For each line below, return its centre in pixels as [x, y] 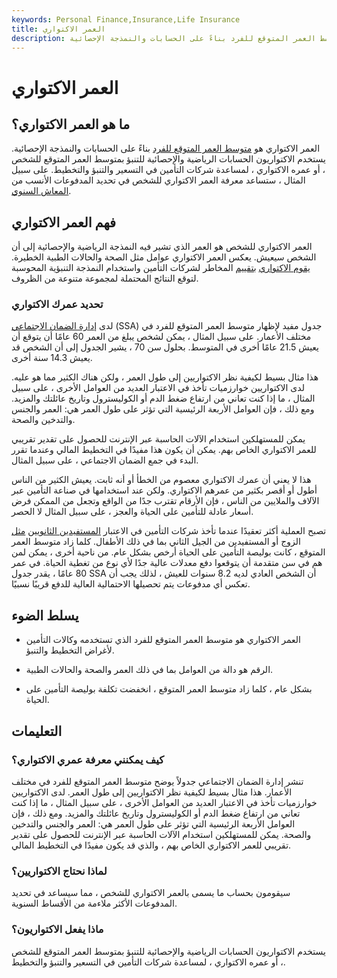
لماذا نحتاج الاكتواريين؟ [59, 871]
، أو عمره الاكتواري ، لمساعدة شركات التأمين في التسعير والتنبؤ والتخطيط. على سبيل [168, 170]
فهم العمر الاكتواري [64, 222]
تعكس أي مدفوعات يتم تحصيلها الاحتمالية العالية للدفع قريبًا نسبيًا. [131, 584]
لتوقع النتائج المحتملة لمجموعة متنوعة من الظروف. [105, 278]
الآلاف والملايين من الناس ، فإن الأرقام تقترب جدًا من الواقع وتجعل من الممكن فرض [165, 501]
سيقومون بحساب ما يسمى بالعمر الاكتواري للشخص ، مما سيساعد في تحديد [151, 893]
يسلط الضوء [45, 615]
